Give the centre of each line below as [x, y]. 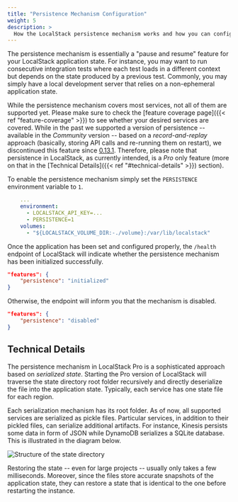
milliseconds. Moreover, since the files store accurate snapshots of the [110, 475]
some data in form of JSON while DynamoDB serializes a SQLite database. [116, 433]
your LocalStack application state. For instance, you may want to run [107, 62]
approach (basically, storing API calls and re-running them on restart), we [114, 143]
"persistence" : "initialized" [65, 281]
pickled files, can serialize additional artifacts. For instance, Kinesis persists [118, 425]
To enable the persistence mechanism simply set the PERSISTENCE [103, 179]
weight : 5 [22, 21]
